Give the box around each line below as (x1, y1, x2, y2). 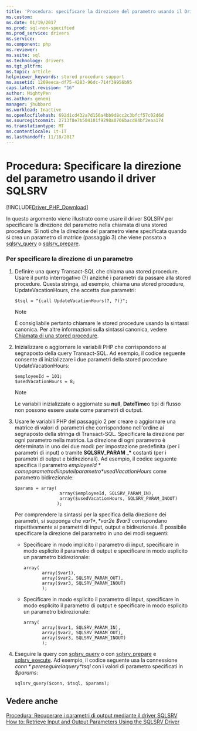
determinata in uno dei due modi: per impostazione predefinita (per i (14, 442, 180, 449)
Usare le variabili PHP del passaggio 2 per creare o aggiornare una (14, 418, 176, 425)
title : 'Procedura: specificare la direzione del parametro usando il (6, 8, 182, 15)
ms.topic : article (6, 69, 51, 75)
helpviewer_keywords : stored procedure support (6, 74, 125, 80)
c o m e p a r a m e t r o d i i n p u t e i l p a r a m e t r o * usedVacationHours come (14, 468, 167, 475)
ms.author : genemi (6, 96, 51, 101)
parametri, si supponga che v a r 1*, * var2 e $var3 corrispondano (14, 517, 168, 524)
